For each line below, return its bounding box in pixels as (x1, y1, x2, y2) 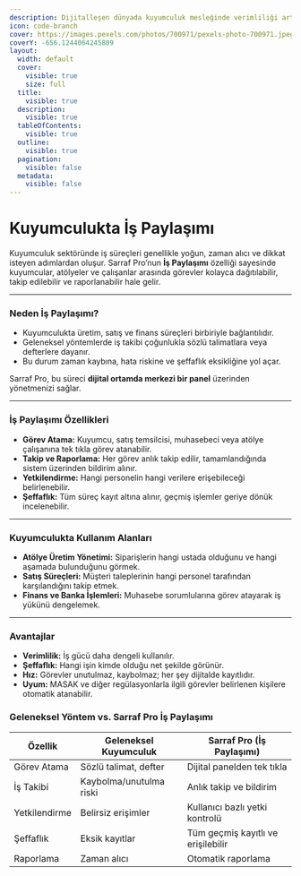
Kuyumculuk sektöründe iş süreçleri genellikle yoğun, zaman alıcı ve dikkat (9, 248, 286, 259)
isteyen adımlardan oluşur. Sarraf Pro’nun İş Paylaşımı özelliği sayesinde (9, 257, 276, 269)
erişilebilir (186, 837, 228, 850)
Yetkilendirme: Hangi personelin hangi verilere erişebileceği (21, 472, 245, 483)
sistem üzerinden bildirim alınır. (21, 462, 137, 473)
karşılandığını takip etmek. (21, 580, 119, 591)
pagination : (17, 154, 63, 164)
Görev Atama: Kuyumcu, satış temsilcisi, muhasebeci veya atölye (21, 434, 264, 444)
